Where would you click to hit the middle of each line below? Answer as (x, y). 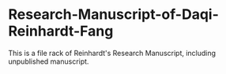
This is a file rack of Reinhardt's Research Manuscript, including (112, 53)
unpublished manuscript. (49, 61)
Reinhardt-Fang (61, 31)
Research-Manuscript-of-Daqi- (114, 15)
